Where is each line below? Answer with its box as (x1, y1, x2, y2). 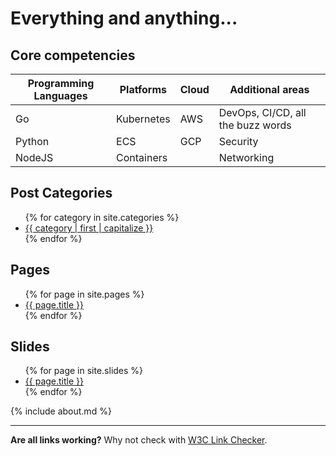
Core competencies (10, 47, 136, 64)
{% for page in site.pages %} (24, 288, 145, 300)
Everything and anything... (10, 7, 238, 30)
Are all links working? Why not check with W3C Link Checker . (10, 434, 268, 446)
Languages (33, 89, 88, 102)
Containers (116, 151, 168, 164)
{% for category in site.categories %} (24, 211, 180, 223)
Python (15, 135, 50, 148)
